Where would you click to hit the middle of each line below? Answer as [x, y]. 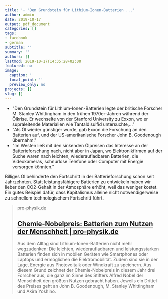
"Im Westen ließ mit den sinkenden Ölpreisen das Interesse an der [80, 146]
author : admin [20, 15]
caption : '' [22, 75]
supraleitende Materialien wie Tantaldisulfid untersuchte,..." [73, 124]
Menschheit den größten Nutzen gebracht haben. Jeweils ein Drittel [87, 281]
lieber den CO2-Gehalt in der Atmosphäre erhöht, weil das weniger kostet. [82, 187]
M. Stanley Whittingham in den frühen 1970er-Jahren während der [80, 114]
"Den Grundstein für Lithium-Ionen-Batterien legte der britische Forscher [87, 108]
